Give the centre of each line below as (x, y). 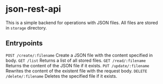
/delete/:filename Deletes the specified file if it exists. (61, 76)
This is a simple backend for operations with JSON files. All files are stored (82, 23)
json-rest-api (33, 9)
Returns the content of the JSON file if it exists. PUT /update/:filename (78, 65)
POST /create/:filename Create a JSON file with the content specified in (79, 55)
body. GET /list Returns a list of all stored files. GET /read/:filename (76, 60)
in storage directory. (26, 28)
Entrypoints (24, 43)
